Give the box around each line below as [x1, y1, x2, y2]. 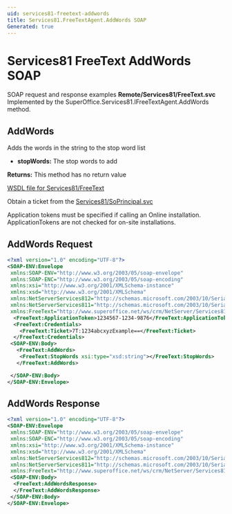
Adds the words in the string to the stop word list [7, 143, 146, 152]
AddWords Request [7, 238, 93, 250]
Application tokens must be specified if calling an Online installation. [7, 211, 202, 219]
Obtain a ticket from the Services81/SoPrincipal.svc [7, 197, 153, 206]
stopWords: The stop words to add [17, 157, 117, 166]
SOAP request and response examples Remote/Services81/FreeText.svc [7, 91, 216, 99]
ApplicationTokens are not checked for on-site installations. [7, 218, 176, 227]
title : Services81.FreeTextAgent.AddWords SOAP [7, 17, 147, 24]
